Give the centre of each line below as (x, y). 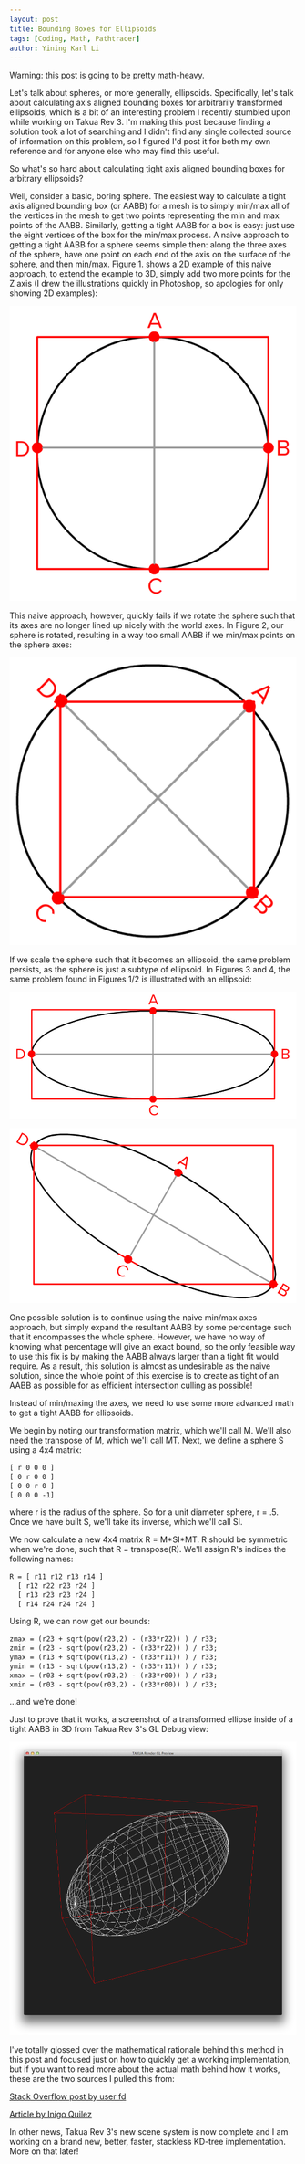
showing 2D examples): (54, 293)
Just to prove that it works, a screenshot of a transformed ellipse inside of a (152, 1719)
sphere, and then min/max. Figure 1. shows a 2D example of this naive (141, 264)
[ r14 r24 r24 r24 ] (56, 1604)
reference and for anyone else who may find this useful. (114, 152)
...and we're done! (43, 1702)
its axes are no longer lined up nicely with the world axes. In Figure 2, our (147, 625)
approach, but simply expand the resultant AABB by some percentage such (151, 1328)
